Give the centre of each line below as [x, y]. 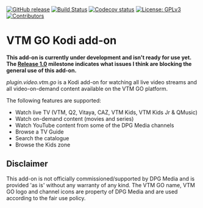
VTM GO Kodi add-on [62, 41]
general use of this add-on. [41, 70]
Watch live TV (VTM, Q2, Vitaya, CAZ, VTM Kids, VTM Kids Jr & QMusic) [106, 112]
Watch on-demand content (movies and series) [74, 118]
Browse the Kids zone [43, 145]
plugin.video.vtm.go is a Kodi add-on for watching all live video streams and [101, 82]
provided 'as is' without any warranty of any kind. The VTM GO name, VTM [101, 185]
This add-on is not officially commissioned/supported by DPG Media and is [101, 178]
